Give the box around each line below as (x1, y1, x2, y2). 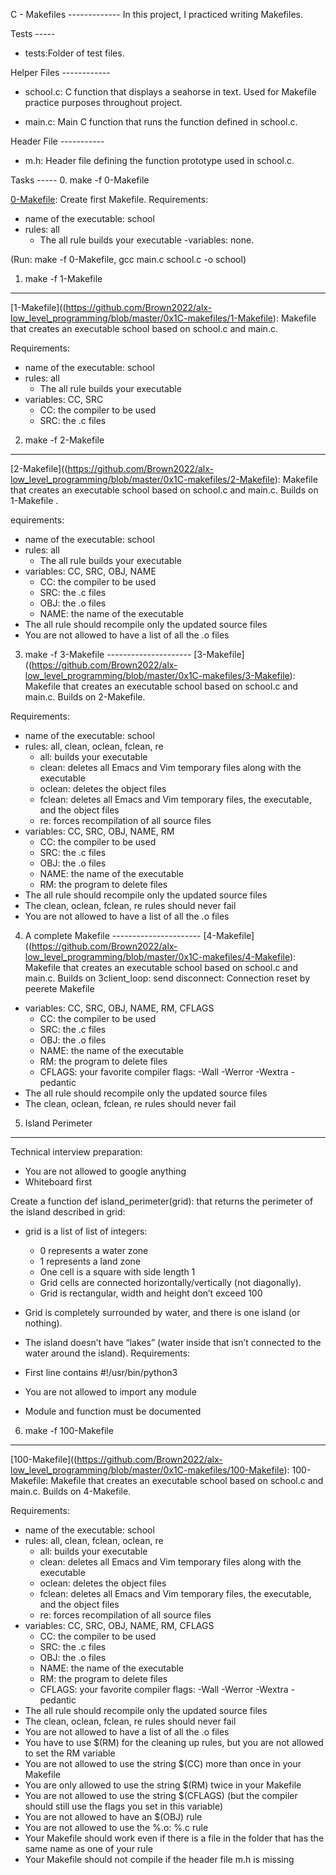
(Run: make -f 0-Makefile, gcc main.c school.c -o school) (10, 254, 247, 265)
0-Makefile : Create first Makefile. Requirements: (10, 194, 209, 205)
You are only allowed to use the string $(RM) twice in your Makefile (24, 1779, 302, 1791)
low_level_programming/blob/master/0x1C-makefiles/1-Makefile (10, 312, 273, 324)
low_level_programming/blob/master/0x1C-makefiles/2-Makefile (10, 474, 275, 485)
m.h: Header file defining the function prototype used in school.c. (24, 155, 295, 166)
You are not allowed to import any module (24, 1386, 197, 1398)
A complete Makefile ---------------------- (24, 930, 202, 941)
